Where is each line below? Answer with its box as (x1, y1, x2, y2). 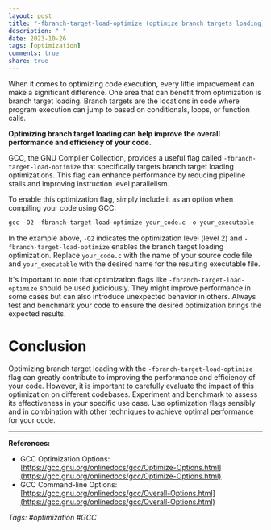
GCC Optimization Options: (19, 453, 110, 464)
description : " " (8, 27, 67, 35)
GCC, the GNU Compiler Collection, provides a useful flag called (8, 152, 222, 162)
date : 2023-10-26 (8, 34, 67, 43)
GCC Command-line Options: (19, 479, 118, 489)
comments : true (8, 49, 60, 57)
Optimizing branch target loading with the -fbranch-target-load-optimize (8, 364, 253, 374)
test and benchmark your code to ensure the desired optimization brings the (8, 300, 262, 310)
